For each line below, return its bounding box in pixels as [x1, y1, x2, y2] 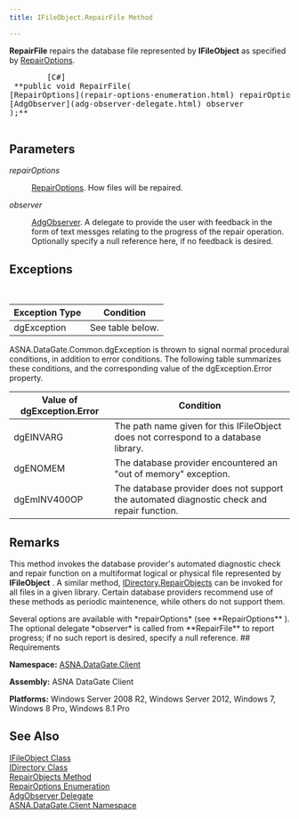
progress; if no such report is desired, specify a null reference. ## [9, 633, 251, 644]
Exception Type [13, 306, 82, 319]
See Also [9, 729, 60, 744]
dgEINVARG [13, 431, 64, 443]
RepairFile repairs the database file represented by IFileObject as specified [9, 45, 287, 56]
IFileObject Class [9, 752, 71, 763]
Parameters [9, 142, 76, 157]
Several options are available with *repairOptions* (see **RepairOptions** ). [9, 613, 290, 624]
